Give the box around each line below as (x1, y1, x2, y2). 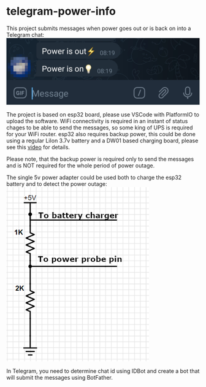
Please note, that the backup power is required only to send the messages (6, 155, 194, 163)
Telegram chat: (6, 31, 45, 38)
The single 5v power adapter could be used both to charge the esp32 (6, 174, 182, 181)
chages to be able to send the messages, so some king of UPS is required (6, 124, 193, 131)
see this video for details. (6, 143, 71, 151)
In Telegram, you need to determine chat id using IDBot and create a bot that (6, 367, 200, 375)
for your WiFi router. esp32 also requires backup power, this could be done (6, 130, 196, 137)
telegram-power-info (6, 4, 116, 18)
